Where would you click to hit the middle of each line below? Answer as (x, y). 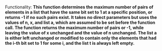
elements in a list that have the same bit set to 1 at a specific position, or (79, 12)
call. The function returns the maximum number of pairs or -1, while (74, 28)
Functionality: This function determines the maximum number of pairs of (79, 7)
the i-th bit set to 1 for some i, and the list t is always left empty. (70, 43)
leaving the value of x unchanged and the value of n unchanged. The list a (81, 33)
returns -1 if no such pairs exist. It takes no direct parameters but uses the (81, 17)
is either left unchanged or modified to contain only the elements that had (81, 38)
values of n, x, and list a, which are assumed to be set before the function (80, 22)
